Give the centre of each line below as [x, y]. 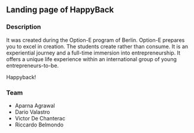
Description [24, 27]
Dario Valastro [32, 112]
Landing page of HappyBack [60, 10]
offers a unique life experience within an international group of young [91, 59]
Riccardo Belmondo [39, 125]
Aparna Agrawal [35, 105]
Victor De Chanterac [40, 118]
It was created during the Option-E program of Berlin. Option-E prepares [96, 40]
